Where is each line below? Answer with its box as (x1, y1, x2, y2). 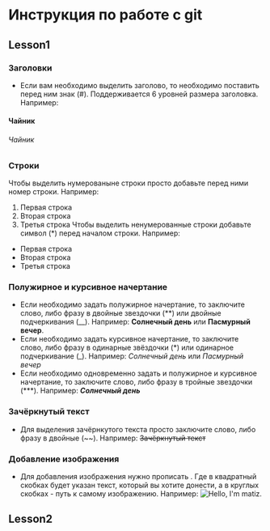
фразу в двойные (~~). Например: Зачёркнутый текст (19, 433, 206, 443)
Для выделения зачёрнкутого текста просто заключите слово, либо (19, 424, 256, 434)
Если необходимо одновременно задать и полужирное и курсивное (19, 368, 257, 378)
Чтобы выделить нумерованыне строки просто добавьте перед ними (8, 178, 249, 188)
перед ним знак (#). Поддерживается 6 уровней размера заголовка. (19, 89, 259, 99)
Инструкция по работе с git (8, 6, 203, 24)
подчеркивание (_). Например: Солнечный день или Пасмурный (19, 351, 244, 361)
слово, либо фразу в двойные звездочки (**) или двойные (19, 308, 221, 318)
